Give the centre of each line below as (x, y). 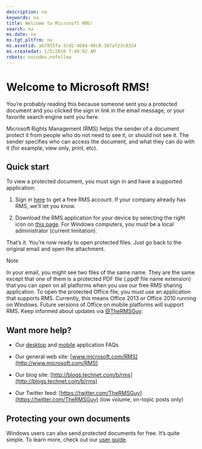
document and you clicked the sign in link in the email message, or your (96, 110)
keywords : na (23, 18)
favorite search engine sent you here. (53, 116)
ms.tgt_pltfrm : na (29, 40)
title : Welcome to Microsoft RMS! (50, 23)
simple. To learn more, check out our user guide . (67, 440)
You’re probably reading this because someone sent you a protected (92, 104)
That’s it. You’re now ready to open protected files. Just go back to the (94, 243)
